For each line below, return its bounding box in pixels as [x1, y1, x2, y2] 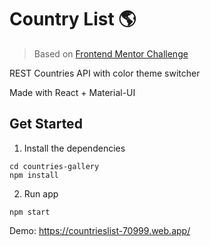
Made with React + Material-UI [9, 86, 136, 98]
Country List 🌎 [9, 8, 137, 31]
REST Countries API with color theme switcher [9, 67, 201, 79]
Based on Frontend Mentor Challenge [33, 47, 189, 60]
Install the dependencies [23, 142, 126, 154]
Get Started [9, 116, 83, 133]
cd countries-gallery [9, 161, 100, 171]
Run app [23, 187, 59, 200]
